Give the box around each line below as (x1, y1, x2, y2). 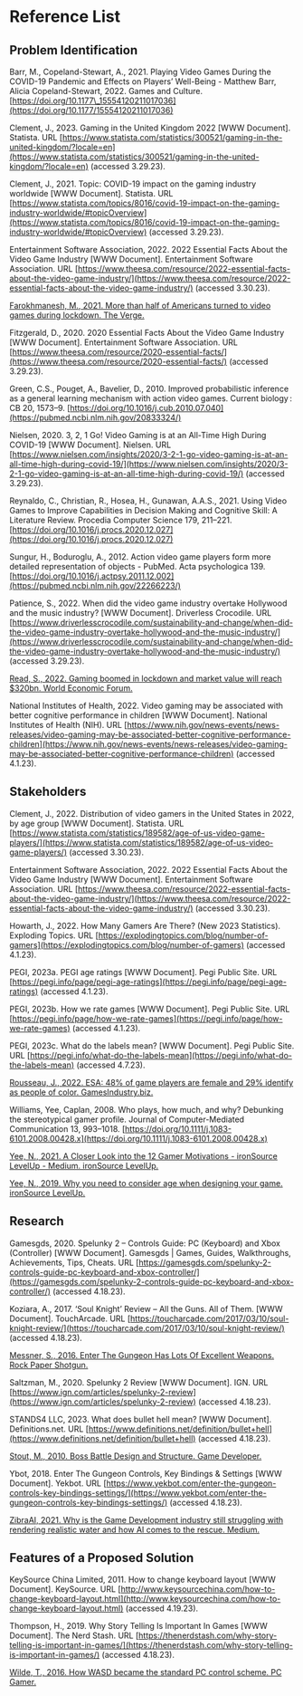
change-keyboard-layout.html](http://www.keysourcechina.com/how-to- (9, 1594, 281, 1605)
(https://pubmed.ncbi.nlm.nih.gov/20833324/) (9, 412, 182, 423)
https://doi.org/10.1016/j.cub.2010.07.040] (70, 403, 224, 413)
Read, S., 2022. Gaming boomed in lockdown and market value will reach (9, 673, 282, 684)
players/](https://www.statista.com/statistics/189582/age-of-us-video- (9, 837, 274, 848)
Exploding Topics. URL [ (9, 930, 99, 941)
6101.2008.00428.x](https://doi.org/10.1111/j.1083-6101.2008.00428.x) (9, 1133, 269, 1144)
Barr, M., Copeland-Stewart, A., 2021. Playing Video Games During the (9, 66, 271, 77)
